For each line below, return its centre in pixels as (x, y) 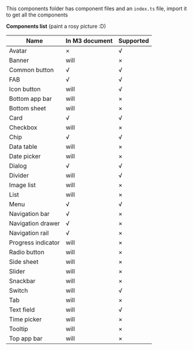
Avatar (18, 51)
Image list (23, 185)
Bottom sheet (28, 108)
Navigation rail (29, 233)
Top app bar (26, 338)
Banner (19, 60)
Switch (19, 290)
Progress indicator (34, 243)
